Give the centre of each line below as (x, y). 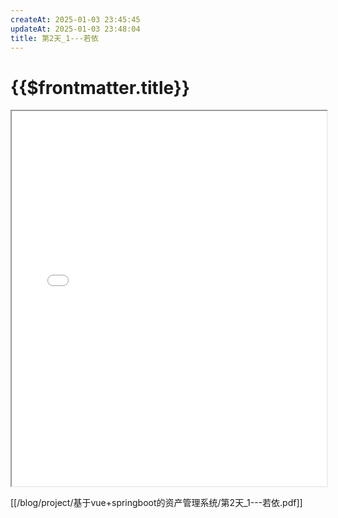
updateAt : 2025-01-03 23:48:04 (75, 29)
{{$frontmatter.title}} (100, 87)
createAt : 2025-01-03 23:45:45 (75, 19)
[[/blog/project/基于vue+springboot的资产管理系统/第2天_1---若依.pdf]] (156, 503)
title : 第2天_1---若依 (54, 38)
